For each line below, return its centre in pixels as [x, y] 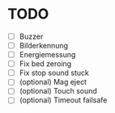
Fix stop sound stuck [54, 73]
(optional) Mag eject [53, 82]
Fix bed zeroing [45, 64]
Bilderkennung [44, 46]
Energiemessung [47, 55]
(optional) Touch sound [58, 91]
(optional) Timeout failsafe [63, 100]
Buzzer [31, 36]
